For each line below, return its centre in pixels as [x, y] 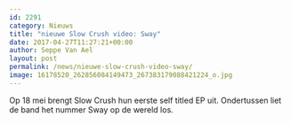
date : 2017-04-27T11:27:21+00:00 [71, 42]
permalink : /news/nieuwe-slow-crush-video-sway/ [101, 67]
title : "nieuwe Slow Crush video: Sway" [85, 34]
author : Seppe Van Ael [51, 50]
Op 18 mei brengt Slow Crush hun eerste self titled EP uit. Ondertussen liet [145, 100]
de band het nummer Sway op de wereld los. [91, 109]
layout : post [33, 58]
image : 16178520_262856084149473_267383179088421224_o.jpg [121, 75]
